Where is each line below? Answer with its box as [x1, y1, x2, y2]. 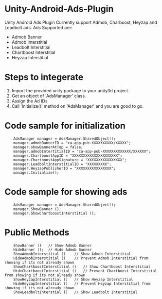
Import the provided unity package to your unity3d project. [11, 87, 129, 93]
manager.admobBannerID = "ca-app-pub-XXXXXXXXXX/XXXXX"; [13, 140, 131, 145]
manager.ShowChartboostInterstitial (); [13, 211, 96, 216]
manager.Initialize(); [13, 170, 59, 175]
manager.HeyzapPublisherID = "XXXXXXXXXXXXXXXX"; [13, 166, 116, 171]
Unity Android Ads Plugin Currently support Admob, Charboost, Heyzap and [4, 19, 158, 25]
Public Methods [4, 227, 70, 238]
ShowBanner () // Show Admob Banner [13, 243, 92, 248]
